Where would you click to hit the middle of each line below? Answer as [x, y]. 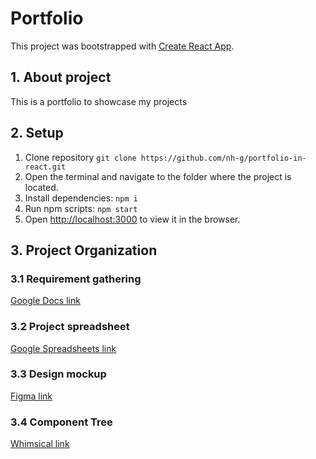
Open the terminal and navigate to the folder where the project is [158, 176]
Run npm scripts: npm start [81, 208]
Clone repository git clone [80, 157]
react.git [45, 167]
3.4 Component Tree [61, 422]
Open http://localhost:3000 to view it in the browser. [132, 219]
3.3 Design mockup [58, 374]
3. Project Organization [84, 250]
